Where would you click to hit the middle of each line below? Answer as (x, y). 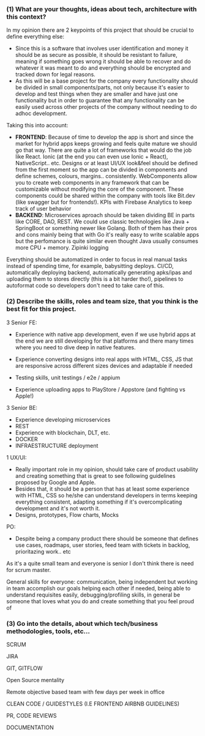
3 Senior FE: (22, 322)
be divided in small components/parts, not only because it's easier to (102, 87)
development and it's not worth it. (58, 508)
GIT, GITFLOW (24, 668)
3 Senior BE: (22, 407)
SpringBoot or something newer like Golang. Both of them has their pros (106, 228)
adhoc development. (41, 113)
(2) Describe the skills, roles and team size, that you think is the (102, 302)
